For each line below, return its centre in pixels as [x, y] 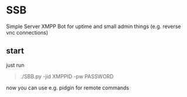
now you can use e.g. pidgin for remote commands [68, 88]
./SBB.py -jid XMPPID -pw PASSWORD [67, 76]
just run [15, 65]
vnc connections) [27, 32]
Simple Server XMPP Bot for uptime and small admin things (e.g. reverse [93, 26]
